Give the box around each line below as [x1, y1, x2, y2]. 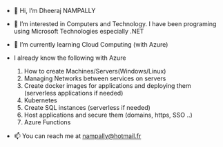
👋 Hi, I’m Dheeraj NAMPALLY [13, 7, 96, 14]
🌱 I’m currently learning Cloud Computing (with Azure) [13, 41, 168, 48]
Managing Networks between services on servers [23, 74, 166, 82]
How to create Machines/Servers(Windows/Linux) [23, 67, 166, 75]
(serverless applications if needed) [23, 89, 124, 97]
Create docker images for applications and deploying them [23, 82, 191, 89]
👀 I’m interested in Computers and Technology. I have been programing [13, 20, 217, 27]
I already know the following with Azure [13, 54, 126, 62]
